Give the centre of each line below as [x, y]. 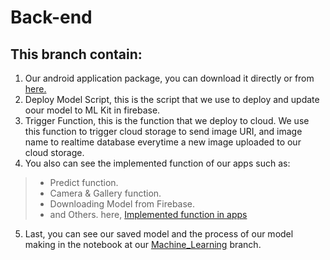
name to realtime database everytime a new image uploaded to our [163, 142]
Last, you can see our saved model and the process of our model [159, 234]
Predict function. [84, 182]
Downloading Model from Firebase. [122, 204]
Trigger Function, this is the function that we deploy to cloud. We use [167, 120]
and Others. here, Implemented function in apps [148, 214]
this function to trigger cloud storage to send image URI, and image [163, 131]
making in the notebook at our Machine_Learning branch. [143, 244]
